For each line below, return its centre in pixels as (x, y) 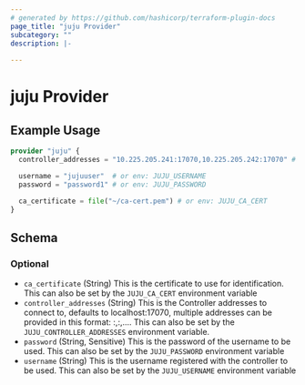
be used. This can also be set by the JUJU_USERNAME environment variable (160, 370)
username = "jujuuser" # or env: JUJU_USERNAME (112, 176)
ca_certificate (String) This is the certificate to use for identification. (154, 284)
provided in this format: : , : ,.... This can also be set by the (129, 322)
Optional (30, 263)
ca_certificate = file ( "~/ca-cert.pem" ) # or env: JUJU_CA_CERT (143, 201)
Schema (34, 238)
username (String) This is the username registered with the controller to (156, 361)
